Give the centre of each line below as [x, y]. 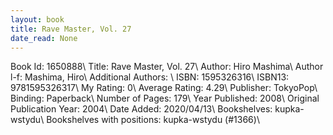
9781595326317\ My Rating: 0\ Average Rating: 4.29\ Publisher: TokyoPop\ [164, 88]
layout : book [37, 19]
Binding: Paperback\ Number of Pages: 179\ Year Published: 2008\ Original [165, 98]
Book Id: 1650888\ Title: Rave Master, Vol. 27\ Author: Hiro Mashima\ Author [167, 67]
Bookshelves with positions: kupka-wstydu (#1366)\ [153, 120]
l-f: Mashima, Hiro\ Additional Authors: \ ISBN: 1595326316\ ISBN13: [150, 77]
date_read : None [44, 38]
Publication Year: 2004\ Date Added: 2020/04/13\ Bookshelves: [141, 109]
